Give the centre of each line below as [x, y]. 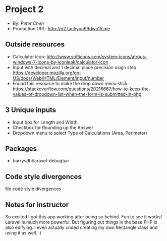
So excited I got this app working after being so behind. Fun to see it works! [84, 217]
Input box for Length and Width [45, 122]
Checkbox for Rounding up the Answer [53, 128]
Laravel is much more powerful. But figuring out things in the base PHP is [81, 222]
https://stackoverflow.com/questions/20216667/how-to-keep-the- [81, 89]
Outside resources [35, 45]
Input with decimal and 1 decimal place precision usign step [74, 67]
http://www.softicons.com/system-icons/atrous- [97, 56]
